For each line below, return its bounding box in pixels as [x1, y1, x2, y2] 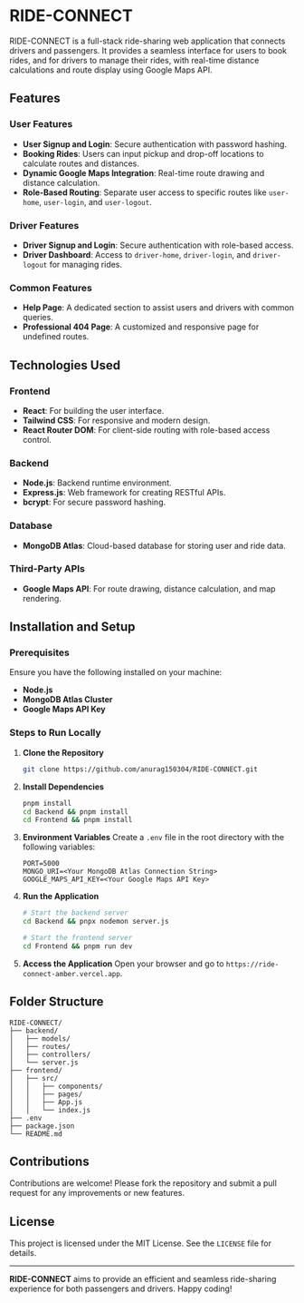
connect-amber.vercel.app [22, 969, 120, 978]
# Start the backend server [22, 908, 128, 917]
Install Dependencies [22, 781, 104, 792]
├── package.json [9, 1122, 75, 1131]
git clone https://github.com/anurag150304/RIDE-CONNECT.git [22, 764, 259, 774]
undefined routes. [22, 331, 90, 342]
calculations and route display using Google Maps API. [9, 64, 213, 75]
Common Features [9, 281, 92, 294]
